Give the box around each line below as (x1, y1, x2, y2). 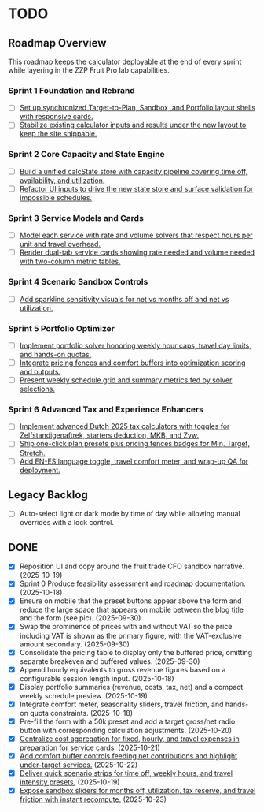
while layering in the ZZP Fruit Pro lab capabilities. (8, 65, 170, 75)
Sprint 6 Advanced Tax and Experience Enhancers (8, 404, 204, 415)
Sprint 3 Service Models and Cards (8, 212, 144, 223)
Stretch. (19, 448, 46, 457)
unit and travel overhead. (19, 240, 101, 249)
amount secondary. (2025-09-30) (19, 639, 130, 649)
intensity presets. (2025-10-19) (19, 777, 120, 787)
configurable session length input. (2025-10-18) (19, 673, 174, 683)
